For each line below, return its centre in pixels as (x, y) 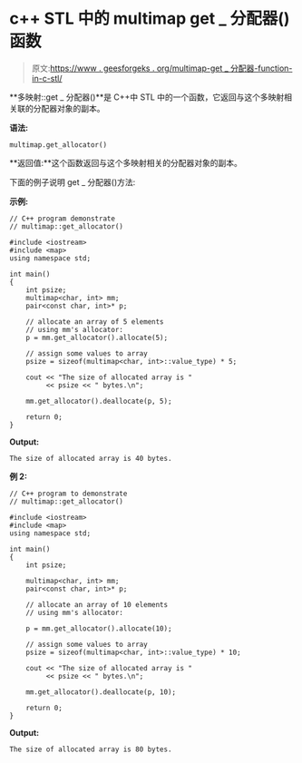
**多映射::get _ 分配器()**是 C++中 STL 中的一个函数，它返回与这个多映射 (147, 97)
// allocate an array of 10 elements (97, 604)
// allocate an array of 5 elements (95, 322)
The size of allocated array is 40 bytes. (91, 458)
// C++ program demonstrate (63, 219)
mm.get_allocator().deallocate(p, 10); (101, 692)
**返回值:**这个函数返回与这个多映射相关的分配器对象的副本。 (126, 162)
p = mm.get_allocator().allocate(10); (99, 628)
